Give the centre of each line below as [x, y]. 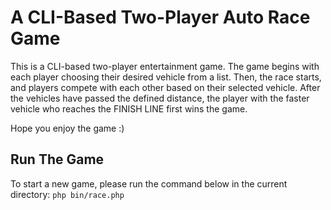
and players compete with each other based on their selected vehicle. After [165, 87]
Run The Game [57, 159]
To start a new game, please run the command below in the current [149, 183]
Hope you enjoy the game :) [67, 128]
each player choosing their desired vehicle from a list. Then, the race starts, [166, 77]
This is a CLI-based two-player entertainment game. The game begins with [165, 66]
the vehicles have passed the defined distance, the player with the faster [160, 98]
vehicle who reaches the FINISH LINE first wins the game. [129, 108]
